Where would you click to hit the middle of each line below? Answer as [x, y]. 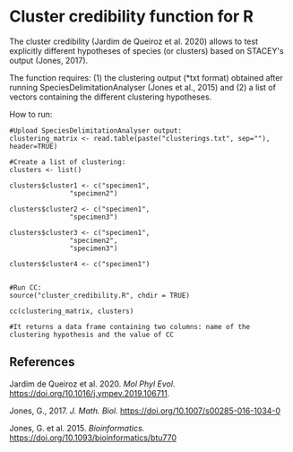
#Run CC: [26, 287]
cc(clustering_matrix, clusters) [72, 311]
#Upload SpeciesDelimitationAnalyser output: [95, 130]
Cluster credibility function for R [131, 17]
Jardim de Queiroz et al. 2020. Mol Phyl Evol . [92, 384]
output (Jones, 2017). [49, 60]
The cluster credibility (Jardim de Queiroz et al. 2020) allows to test [134, 41]
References [42, 362]
